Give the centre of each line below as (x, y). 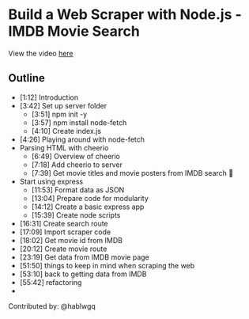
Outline (26, 78)
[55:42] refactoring (51, 282)
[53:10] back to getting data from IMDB (83, 274)
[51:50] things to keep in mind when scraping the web (107, 265)
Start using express (51, 181)
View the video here (41, 53)
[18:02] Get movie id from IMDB (71, 240)
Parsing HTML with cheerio (64, 147)
